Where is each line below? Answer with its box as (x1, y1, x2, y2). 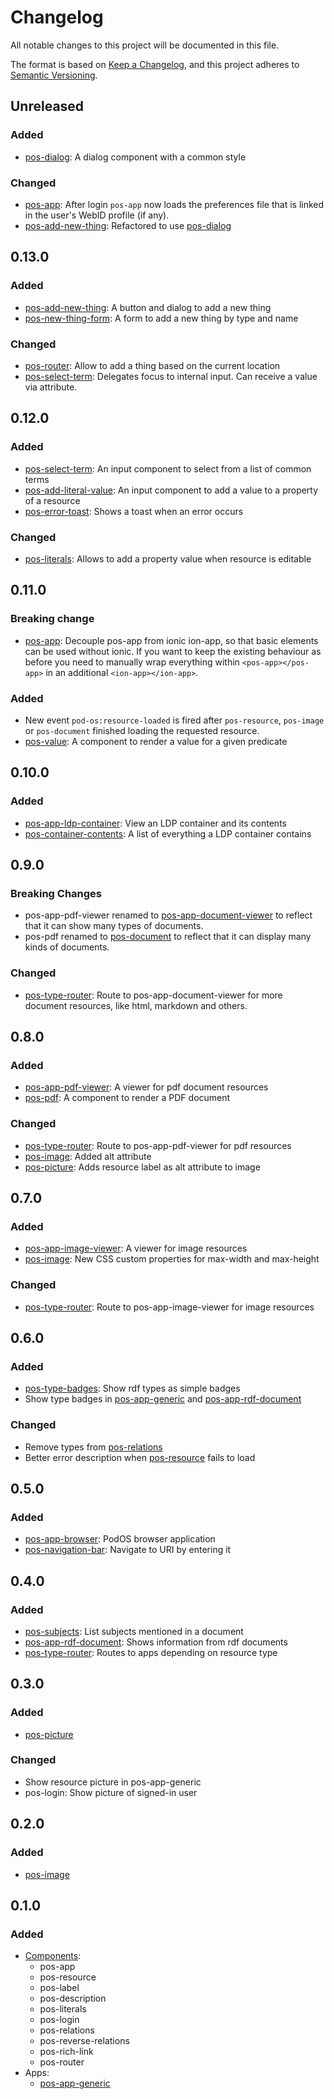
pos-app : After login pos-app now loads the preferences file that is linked (24, 198, 325, 210)
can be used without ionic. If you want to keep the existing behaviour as (24, 645, 322, 657)
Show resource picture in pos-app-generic (24, 1776, 202, 1788)
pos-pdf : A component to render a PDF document (24, 1092, 231, 1104)
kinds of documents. (24, 941, 110, 953)
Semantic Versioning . (10, 69, 98, 81)
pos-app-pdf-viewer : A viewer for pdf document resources (24, 1081, 269, 1093)
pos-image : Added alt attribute (24, 1150, 152, 1162)
